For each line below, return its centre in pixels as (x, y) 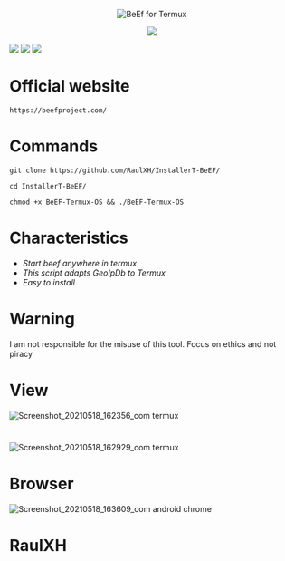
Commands (54, 146)
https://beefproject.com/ (58, 110)
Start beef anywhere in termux (80, 263)
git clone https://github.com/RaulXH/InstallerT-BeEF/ (115, 170)
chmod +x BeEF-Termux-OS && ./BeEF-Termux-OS (96, 202)
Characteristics (69, 238)
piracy (21, 353)
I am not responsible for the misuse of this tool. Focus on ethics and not (143, 343)
